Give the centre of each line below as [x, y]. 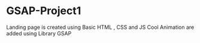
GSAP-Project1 [44, 11]
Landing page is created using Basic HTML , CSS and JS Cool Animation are [100, 27]
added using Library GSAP [39, 33]
